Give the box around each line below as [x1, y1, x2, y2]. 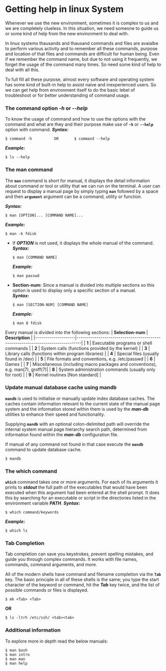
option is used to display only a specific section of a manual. [12, 287, 137, 293]
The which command [5, 468, 57, 475]
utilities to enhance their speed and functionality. [5, 411, 105, 417]
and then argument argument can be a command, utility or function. [5, 193, 143, 199]
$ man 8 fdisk [12, 321, 42, 326]
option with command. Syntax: [5, 127, 69, 133]
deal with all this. [5, 66, 40, 73]
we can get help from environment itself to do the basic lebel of [5, 87, 135, 93]
